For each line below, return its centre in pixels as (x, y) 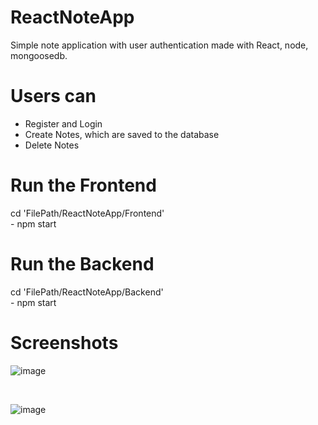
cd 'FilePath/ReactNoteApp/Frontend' (87, 213)
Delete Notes (52, 145)
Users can (53, 96)
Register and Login (63, 123)
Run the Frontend (83, 185)
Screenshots (64, 342)
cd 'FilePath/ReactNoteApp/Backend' (87, 292)
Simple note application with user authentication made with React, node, (159, 45)
